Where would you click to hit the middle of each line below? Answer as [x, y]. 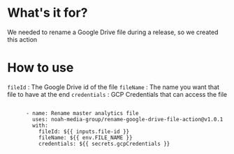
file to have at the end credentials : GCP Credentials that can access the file [117, 94]
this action [22, 39]
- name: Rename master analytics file [82, 113]
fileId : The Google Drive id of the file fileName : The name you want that [114, 87]
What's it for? [47, 13]
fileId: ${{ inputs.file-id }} [84, 131]
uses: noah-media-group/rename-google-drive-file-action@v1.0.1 [128, 119]
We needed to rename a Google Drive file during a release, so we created [113, 32]
